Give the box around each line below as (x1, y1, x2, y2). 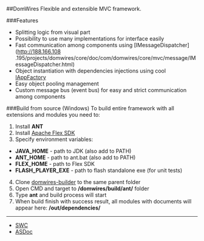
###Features (6, 17, 38, 24)
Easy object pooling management (15, 80, 99, 87)
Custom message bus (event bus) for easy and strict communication (15, 87, 187, 93)
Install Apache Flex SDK (15, 130, 75, 136)
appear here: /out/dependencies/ (15, 204, 101, 211)
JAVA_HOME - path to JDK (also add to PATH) (15, 148, 132, 154)
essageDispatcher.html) (15, 61, 75, 68)
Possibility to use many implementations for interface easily (15, 35, 165, 42)
